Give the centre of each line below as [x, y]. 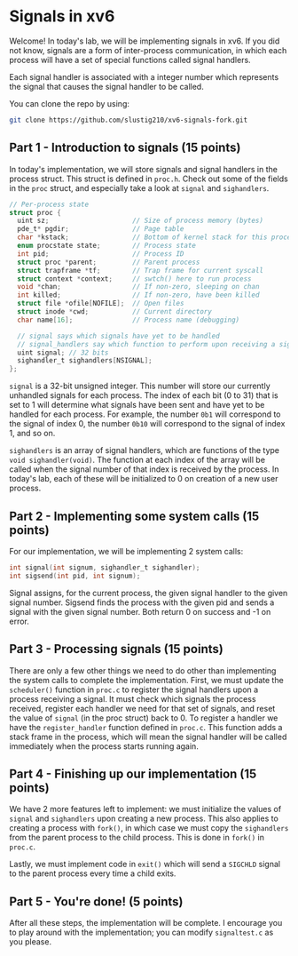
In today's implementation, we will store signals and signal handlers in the [143, 169]
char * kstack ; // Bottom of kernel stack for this [142, 237]
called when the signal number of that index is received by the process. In [144, 469]
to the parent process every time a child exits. [93, 873]
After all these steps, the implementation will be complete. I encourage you [146, 923]
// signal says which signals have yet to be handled [118, 336]
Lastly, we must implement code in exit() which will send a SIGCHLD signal [145, 864]
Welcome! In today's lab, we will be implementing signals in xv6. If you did [145, 41]
